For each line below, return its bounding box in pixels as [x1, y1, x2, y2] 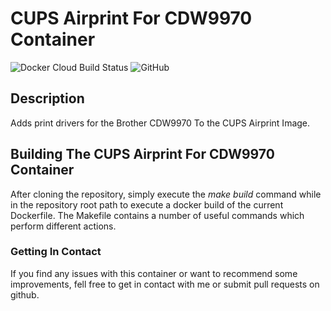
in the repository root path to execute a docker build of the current [10, 198, 284, 211]
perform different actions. [10, 220, 117, 232]
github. [10, 288, 40, 301]
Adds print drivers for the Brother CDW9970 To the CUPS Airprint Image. [10, 117, 311, 129]
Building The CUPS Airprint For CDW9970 [10, 146, 275, 163]
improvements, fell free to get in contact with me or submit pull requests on [10, 278, 320, 290]
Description [10, 90, 85, 107]
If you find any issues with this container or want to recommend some [10, 267, 298, 279]
